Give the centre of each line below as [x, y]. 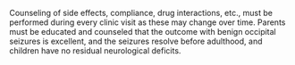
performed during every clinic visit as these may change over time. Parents [147, 22]
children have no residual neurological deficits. [95, 51]
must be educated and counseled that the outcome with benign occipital [143, 32]
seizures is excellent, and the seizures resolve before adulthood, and [136, 41]
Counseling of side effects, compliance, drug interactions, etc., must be [141, 13]
